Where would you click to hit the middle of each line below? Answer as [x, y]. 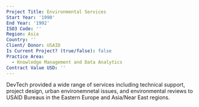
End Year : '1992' [28, 23]
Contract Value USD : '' [36, 68]
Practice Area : [25, 57]
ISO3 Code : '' [24, 29]
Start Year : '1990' [31, 17]
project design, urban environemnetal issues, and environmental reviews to [99, 91]
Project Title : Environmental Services [56, 12]
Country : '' [21, 40]
